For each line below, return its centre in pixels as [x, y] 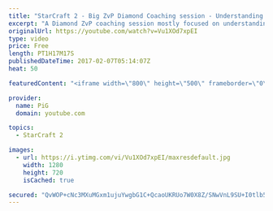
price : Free [28, 46]
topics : [22, 128]
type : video [28, 39]
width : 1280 [43, 165]
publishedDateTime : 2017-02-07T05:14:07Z [80, 62]
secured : [23, 195]
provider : [25, 98]
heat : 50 [23, 69]
